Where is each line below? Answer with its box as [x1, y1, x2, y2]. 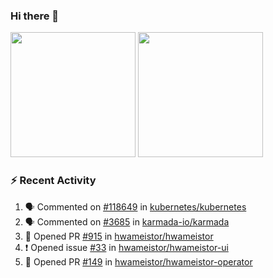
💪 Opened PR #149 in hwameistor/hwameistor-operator [24, 255, 253, 268]
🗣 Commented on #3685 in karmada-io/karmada [24, 215, 230, 228]
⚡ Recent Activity [10, 174, 97, 188]
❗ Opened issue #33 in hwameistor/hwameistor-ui [24, 241, 229, 253]
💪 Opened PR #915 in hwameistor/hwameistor [24, 230, 214, 242]
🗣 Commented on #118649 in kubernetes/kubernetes [24, 200, 247, 213]
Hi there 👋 [10, 9, 60, 23]
